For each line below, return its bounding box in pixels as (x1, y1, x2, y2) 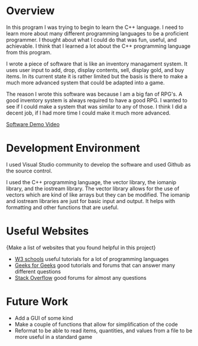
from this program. (6, 48, 52, 56)
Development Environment (6, 142, 140, 155)
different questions (14, 267, 61, 275)
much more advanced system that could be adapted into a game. (6, 79, 165, 86)
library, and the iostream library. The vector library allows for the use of (6, 185, 180, 192)
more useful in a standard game (14, 333, 93, 340)
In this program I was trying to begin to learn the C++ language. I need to (6, 24, 184, 31)
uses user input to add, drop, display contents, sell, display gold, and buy (6, 66, 184, 73)
